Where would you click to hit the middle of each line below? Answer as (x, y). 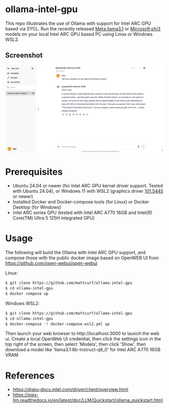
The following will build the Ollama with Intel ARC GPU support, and (75, 253)
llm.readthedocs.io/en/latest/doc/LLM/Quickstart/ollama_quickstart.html (88, 400)
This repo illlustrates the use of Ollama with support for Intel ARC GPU (78, 23)
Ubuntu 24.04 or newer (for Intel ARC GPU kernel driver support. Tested (88, 186)
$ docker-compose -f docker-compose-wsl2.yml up (57, 324)
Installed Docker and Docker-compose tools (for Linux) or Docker (81, 202)
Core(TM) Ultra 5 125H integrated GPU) (54, 218)
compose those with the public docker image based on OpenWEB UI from (82, 258)
